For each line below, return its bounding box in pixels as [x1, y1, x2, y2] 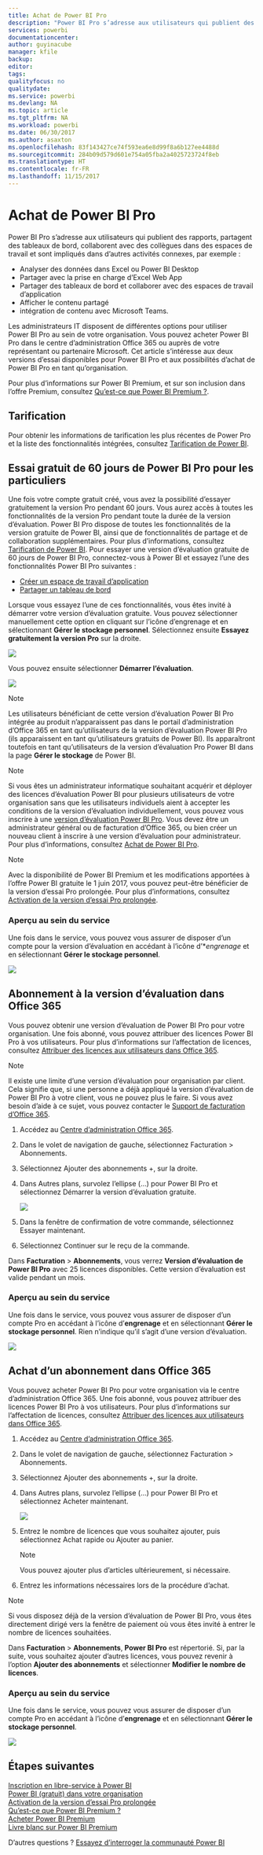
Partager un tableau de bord [19, 585, 111, 595]
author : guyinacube [8, 41, 72, 49]
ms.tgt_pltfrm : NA [8, 114, 68, 122]
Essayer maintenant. [19, 1225, 86, 1235]
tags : [8, 70, 26, 78]
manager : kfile [8, 48, 58, 56]
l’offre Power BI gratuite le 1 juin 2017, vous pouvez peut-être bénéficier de [8, 879, 249, 888]
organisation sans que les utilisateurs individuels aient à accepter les [8, 798, 230, 807]
